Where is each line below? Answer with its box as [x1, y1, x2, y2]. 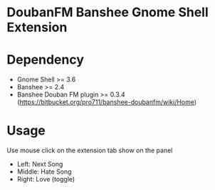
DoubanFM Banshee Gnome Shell [6, 4, 209, 21]
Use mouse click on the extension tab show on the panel [6, 146, 173, 155]
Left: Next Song [16, 160, 63, 169]
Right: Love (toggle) [16, 175, 75, 184]
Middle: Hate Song [16, 167, 72, 176]
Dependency [6, 52, 85, 68]
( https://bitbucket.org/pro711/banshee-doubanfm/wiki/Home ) [16, 98, 197, 106]
